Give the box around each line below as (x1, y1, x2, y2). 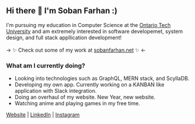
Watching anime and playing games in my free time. (14, 100, 140, 107)
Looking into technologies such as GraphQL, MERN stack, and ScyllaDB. (14, 75, 190, 82)
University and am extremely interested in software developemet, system (6, 28, 183, 35)
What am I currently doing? (6, 61, 85, 69)
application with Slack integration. (14, 88, 97, 95)
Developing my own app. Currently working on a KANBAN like (14, 81, 164, 88)
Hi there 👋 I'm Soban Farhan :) (6, 6, 117, 16)
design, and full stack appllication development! (6, 33, 122, 41)
